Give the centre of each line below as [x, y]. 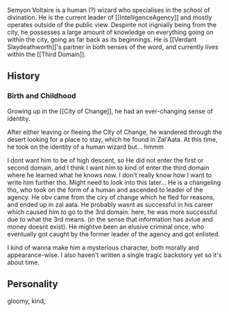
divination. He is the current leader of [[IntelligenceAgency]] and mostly [110, 17]
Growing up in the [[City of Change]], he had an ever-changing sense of [110, 111]
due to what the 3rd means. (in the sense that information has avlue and [110, 219]
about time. [24, 262]
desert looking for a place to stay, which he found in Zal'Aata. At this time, [112, 139]
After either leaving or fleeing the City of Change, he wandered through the [114, 132]
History [24, 76]
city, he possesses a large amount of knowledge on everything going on [110, 32]
